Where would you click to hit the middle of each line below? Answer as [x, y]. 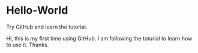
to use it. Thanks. [28, 45]
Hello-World [37, 10]
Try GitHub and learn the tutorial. [47, 27]
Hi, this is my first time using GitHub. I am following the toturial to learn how [99, 38]
